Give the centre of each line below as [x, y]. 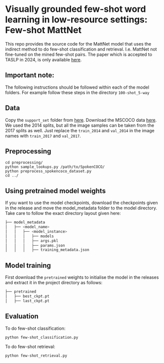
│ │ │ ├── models [30, 236]
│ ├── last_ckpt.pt [27, 301]
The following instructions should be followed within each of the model [77, 87]
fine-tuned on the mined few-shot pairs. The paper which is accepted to [79, 54]
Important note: [30, 75]
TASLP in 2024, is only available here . [43, 59]
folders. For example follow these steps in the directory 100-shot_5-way [77, 92]
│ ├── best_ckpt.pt [27, 296]
